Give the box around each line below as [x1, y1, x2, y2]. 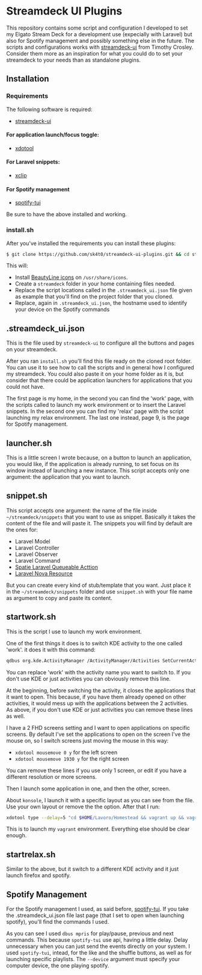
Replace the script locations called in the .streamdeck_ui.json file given [14, 287, 192, 294]
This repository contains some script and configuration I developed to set [6, 24, 188, 31]
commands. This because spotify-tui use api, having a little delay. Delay [6, 936, 188, 944]
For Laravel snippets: [6, 158, 60, 165]
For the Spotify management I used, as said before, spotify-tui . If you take [6, 906, 189, 913]
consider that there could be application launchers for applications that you [6, 377, 192, 384]
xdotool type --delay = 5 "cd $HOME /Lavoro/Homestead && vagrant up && [6, 814, 185, 820]
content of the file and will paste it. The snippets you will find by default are [6, 519, 193, 526]
